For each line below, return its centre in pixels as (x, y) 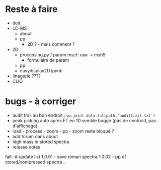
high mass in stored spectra (41, 142)
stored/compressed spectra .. (36, 162)
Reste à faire (32, 9)
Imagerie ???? (26, 76)
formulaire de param (48, 60)
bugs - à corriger (40, 101)
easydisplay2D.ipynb (41, 70)
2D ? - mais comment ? (51, 44)
